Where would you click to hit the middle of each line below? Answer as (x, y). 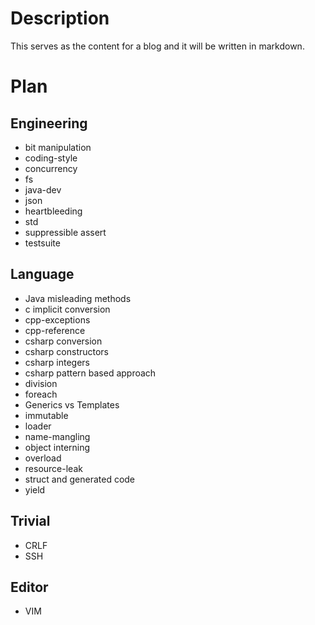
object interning (57, 447)
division (41, 383)
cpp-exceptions (57, 319)
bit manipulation (58, 147)
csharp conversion (63, 341)
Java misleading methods (78, 298)
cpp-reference (55, 330)
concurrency (51, 168)
